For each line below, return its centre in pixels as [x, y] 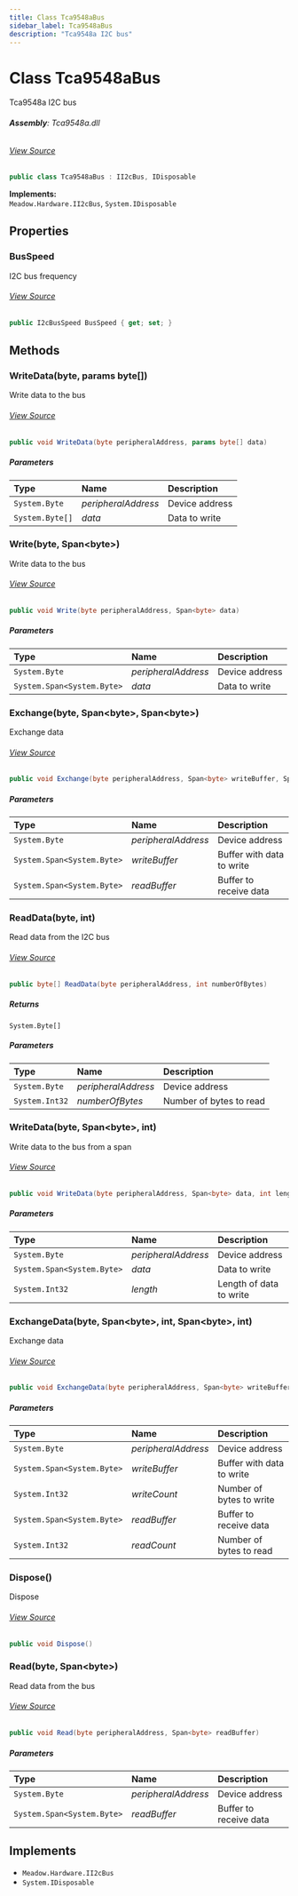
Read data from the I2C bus [59, 937]
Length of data [248, 1283]
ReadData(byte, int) [52, 918]
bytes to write [246, 1500]
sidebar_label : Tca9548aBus [61, 26]
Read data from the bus [52, 1685]
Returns [24, 1004]
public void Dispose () [51, 1644]
